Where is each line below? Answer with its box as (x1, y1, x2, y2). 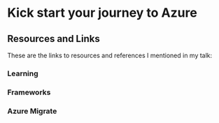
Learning (7, 68, 38, 78)
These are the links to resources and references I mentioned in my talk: (7, 51, 213, 59)
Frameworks (7, 87, 51, 97)
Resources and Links (7, 33, 100, 45)
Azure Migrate (7, 106, 57, 116)
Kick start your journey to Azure (7, 5, 197, 21)
